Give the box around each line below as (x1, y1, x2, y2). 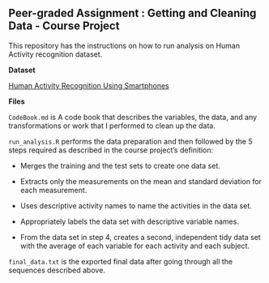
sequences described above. (8, 265, 105, 275)
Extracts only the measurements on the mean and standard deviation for (19, 176, 262, 186)
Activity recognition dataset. (8, 49, 103, 59)
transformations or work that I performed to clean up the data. (8, 121, 216, 131)
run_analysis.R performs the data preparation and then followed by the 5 (8, 136, 253, 146)
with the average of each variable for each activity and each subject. (19, 241, 250, 251)
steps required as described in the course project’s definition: (8, 145, 214, 155)
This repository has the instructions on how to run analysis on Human (8, 41, 241, 50)
